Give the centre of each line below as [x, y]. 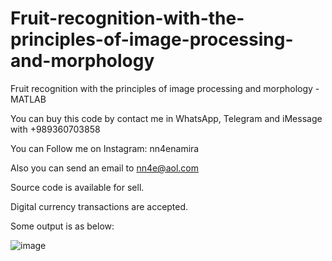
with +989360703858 [55, 129]
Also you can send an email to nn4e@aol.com [104, 168]
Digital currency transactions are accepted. [99, 206]
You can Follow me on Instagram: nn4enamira [105, 148]
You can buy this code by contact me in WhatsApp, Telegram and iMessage [166, 118]
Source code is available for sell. [77, 187]
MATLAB [28, 99]
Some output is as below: [62, 226]
